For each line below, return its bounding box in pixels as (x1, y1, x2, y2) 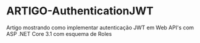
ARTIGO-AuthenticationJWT (6, 4, 154, 18)
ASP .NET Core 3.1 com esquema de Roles (6, 30, 112, 37)
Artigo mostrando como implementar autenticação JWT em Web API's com (6, 24, 194, 31)
